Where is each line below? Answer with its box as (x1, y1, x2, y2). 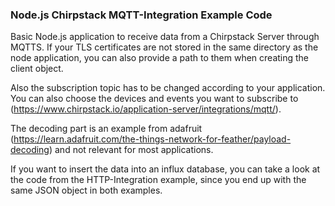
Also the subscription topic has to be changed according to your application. (10, 82, 326, 94)
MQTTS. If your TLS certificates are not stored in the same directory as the (10, 41, 319, 53)
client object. (10, 63, 64, 75)
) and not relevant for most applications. (48, 144, 214, 156)
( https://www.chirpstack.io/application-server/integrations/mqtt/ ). (10, 103, 282, 115)
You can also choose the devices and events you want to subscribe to (10, 93, 299, 105)
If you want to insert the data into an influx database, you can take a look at (10, 163, 321, 175)
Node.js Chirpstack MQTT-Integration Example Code (10, 8, 273, 22)
